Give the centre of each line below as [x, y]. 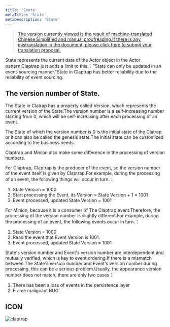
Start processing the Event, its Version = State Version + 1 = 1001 [80, 195]
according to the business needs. [40, 143]
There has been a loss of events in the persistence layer [71, 285]
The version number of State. [53, 93]
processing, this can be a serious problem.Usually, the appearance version [83, 269]
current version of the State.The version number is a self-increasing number [85, 111]
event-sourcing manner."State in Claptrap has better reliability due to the [81, 72]
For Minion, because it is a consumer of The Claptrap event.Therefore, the [83, 210]
